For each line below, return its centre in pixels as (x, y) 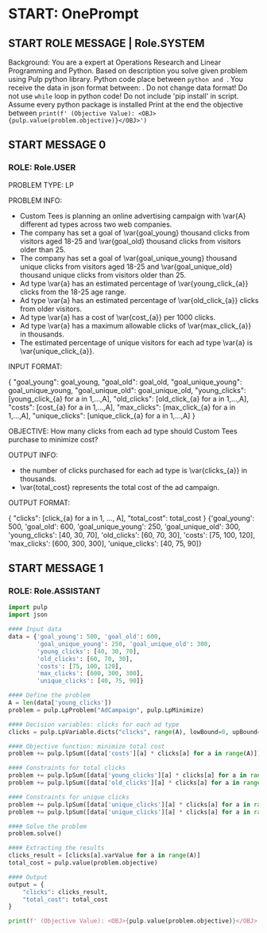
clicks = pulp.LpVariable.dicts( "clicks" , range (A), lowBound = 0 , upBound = (135, 732)
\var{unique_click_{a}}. (57, 351)
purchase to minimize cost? (53, 439)
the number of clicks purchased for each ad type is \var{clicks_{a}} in (133, 470)
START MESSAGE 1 (56, 568)
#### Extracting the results (56, 848)
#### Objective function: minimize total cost (87, 746)
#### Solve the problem (48, 826)
